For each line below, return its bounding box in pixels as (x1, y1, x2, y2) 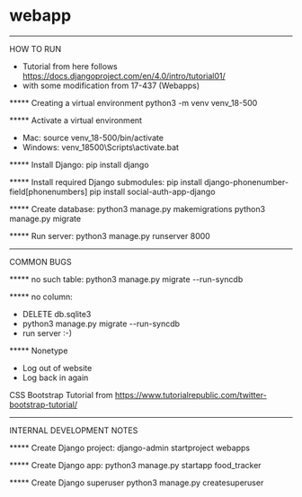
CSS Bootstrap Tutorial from (9, 389, 114, 400)
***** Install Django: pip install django (9, 159, 150, 170)
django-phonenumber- (203, 176, 289, 187)
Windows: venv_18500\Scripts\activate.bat (22, 141, 180, 153)
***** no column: (9, 291, 74, 302)
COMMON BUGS (9, 256, 72, 267)
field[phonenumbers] (9, 186, 88, 197)
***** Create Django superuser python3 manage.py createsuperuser (9, 477, 264, 488)
